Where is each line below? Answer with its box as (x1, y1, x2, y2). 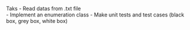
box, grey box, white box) (6, 18, 68, 24)
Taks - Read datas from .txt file (6, 5, 81, 12)
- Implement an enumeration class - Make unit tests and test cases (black (6, 11, 184, 18)
